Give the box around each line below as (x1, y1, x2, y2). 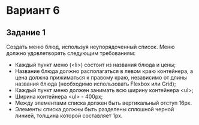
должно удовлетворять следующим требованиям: (6, 50, 136, 57)
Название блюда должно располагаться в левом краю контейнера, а (14, 68, 194, 75)
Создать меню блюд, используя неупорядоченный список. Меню (6, 43, 175, 50)
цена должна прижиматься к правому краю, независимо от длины (14, 74, 187, 81)
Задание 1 (6, 28, 46, 38)
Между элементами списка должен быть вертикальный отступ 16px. (14, 99, 192, 106)
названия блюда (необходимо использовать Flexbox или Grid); (14, 80, 176, 87)
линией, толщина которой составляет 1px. (14, 112, 123, 119)
